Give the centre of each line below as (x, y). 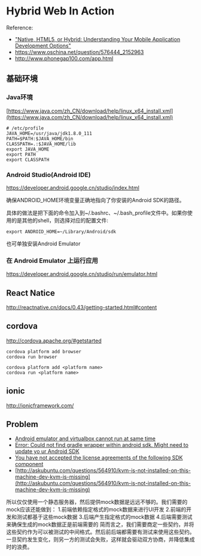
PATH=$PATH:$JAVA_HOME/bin (40, 139)
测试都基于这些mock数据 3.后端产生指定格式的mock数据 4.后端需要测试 (104, 517)
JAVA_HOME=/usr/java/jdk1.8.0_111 (49, 133)
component (29, 464)
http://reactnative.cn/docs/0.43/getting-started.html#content (82, 308)
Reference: (20, 28)
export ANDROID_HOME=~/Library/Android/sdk (61, 232)
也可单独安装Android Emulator (43, 244)
